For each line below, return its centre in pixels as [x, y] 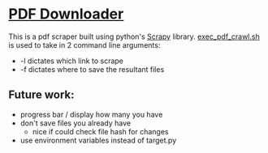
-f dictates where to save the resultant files [92, 69]
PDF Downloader [66, 14]
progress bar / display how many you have [91, 114]
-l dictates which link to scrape [72, 61]
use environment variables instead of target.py [98, 140]
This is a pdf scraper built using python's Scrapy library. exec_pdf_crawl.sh [134, 36]
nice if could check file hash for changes [100, 131]
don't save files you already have [76, 123]
